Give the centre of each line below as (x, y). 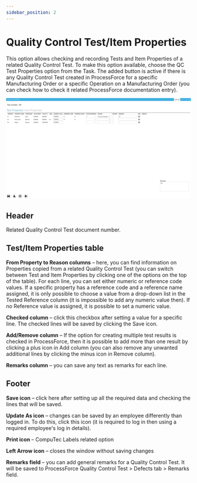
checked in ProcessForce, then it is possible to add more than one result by (97, 341)
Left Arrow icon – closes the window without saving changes (80, 451)
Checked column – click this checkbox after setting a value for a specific (94, 317)
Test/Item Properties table (55, 248)
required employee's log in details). (49, 428)
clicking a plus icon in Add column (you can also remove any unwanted (92, 347)
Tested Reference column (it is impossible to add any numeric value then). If (98, 300)
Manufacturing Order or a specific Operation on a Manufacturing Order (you (98, 83)
